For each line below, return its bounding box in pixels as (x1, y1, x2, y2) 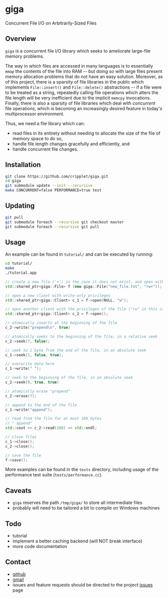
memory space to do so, (12, 135, 63, 141)
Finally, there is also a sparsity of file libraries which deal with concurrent (5, 100, 156, 106)
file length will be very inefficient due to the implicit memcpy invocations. (5, 95, 151, 101)
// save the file (5, 453, 41, 458)
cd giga (5, 179, 21, 184)
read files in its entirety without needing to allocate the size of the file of (12, 130, 161, 136)
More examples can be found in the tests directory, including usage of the (5, 466, 159, 472)
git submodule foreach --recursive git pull (5, 224, 99, 229)
